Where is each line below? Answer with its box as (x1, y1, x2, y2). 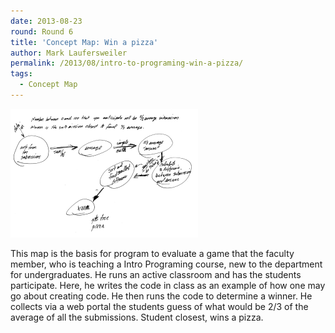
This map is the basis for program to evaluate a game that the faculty (10, 247, 295, 259)
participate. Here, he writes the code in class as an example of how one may (10, 279, 326, 291)
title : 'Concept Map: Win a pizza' (10, 37, 159, 47)
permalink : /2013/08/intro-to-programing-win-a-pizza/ (10, 58, 244, 69)
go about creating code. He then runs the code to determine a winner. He (10, 290, 313, 302)
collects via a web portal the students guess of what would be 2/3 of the (10, 300, 309, 312)
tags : (10, 69, 33, 79)
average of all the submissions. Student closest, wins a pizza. (10, 311, 264, 323)
